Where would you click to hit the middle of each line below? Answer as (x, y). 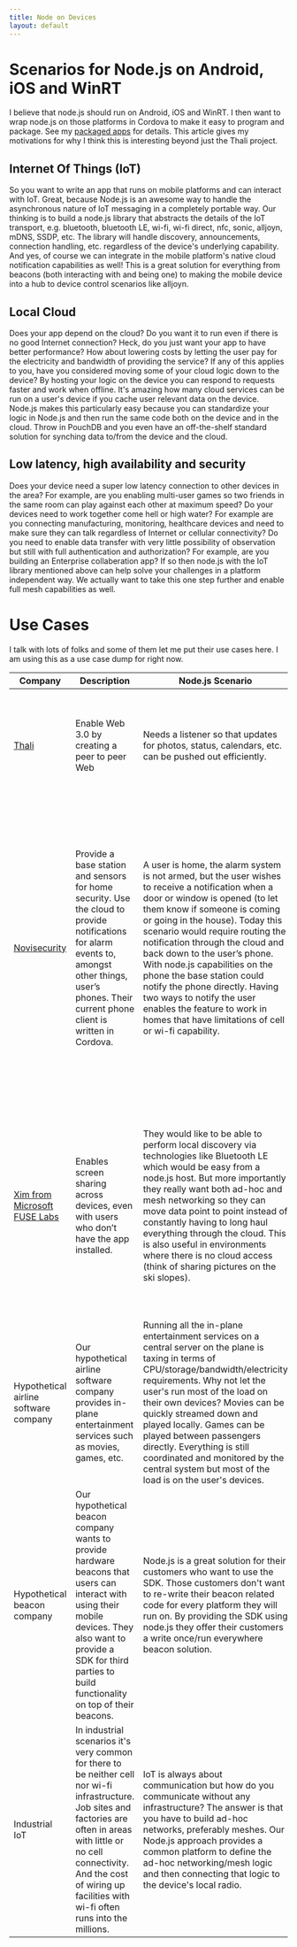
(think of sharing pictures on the (209, 1266)
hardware (95, 1560)
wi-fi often (97, 1906)
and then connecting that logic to (211, 1874)
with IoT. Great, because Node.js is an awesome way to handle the (130, 199)
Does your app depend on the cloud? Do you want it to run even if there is (144, 334)
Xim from (33, 1194)
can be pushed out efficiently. (205, 756)
